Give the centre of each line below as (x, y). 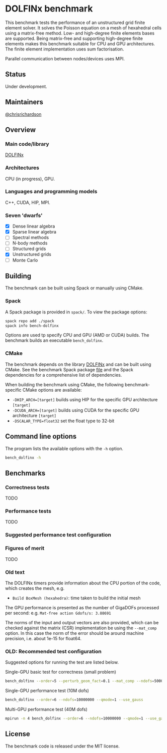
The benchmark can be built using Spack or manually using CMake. (75, 288)
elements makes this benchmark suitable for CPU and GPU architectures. (80, 43)
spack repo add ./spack (30, 321)
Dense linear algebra (34, 226)
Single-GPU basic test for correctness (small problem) (61, 672)
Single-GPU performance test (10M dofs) (47, 691)
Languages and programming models (51, 192)
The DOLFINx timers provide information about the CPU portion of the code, (83, 583)
